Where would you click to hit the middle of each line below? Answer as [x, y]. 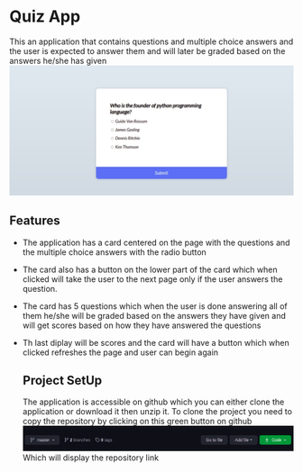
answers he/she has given [58, 60]
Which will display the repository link [91, 458]
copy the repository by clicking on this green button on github [137, 422]
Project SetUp [62, 380]
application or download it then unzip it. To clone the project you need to [157, 412]
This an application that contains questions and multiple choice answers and [151, 41]
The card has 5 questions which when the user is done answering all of [155, 306]
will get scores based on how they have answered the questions [142, 325]
